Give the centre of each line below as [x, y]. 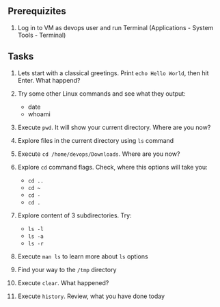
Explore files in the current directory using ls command [96, 140]
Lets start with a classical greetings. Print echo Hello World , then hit [113, 73]
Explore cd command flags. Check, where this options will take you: [112, 167]
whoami [39, 114]
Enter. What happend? [49, 80]
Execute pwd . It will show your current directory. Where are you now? [114, 127]
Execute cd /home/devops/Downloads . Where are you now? [99, 154]
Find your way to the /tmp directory [67, 269]
